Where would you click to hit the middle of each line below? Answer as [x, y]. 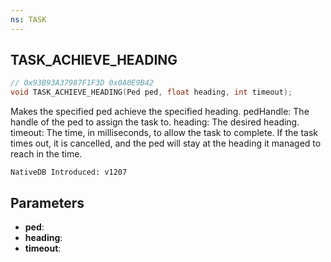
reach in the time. [46, 154]
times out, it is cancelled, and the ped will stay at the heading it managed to [166, 143]
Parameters [47, 202]
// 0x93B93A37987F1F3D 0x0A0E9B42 [82, 83]
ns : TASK [28, 19]
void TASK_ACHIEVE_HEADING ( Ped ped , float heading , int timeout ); [151, 92]
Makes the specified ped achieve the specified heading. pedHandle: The [160, 112]
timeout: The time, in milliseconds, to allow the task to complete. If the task [164, 133]
